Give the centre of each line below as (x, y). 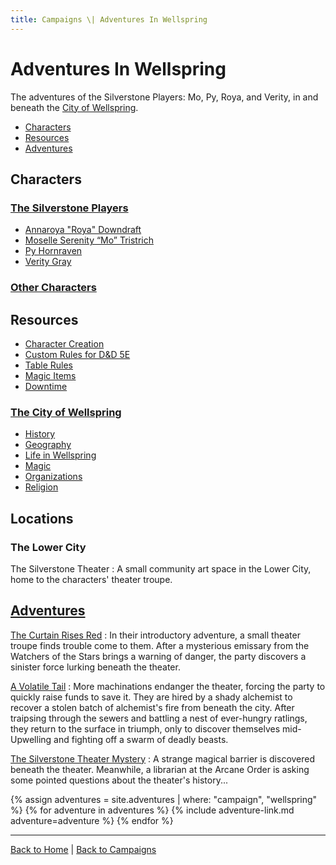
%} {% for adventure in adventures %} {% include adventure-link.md (152, 810)
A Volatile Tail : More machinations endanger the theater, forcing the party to (168, 686)
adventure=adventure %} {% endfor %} (92, 820)
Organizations (53, 477)
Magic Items (50, 375)
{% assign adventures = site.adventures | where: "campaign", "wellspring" (164, 799)
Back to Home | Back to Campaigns (83, 849)
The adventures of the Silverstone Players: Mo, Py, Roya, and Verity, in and (164, 97)
